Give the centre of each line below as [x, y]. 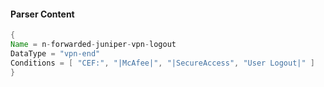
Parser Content [42, 14]
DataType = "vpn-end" [55, 53]
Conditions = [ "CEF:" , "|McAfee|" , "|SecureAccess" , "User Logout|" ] [162, 63]
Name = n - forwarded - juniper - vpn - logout [93, 45]
